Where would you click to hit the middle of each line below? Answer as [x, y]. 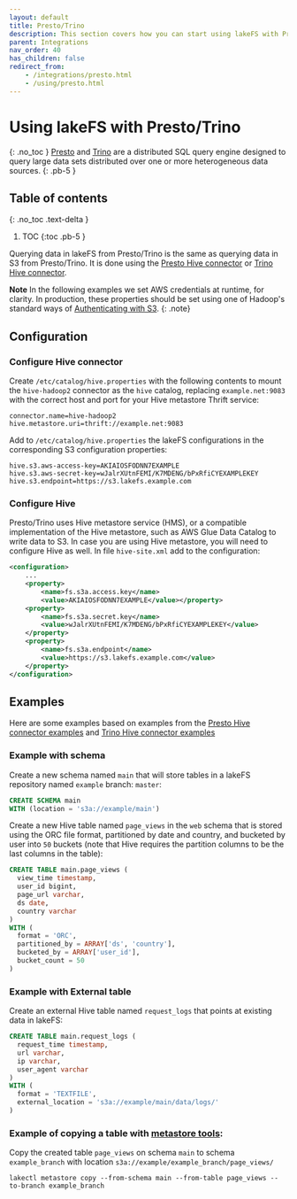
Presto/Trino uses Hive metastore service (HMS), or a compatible [128, 522]
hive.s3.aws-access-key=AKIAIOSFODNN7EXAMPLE [94, 466]
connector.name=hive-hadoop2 [63, 416]
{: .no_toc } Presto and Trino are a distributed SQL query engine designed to [148, 151]
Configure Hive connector [66, 361]
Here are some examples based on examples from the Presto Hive [129, 723]
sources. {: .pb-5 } [43, 170]
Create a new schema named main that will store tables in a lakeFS [130, 775]
